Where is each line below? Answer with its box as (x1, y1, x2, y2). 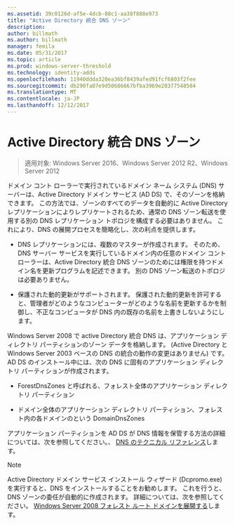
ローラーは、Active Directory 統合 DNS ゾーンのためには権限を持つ (17, 257, 212, 266)
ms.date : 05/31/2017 (7, 50, 68, 57)
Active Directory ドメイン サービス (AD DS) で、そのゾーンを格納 (37, 190, 225, 198)
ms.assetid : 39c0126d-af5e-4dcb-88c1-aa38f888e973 (7, 10, 159, 18)
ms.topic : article (7, 56, 61, 63)
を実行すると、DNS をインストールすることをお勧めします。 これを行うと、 (7, 484, 226, 492)
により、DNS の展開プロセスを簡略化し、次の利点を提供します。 (13, 225, 200, 233)
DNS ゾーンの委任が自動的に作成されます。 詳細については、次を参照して (7, 493, 219, 501)
